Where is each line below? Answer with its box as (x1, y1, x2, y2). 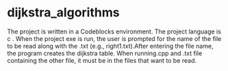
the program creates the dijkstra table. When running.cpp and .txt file (7, 49, 203, 57)
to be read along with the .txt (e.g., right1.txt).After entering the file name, (7, 42, 214, 50)
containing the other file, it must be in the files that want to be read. (7, 56, 197, 64)
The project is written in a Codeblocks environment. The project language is (7, 27, 221, 35)
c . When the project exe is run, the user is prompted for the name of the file (7, 34, 222, 42)
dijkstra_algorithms (7, 5, 120, 20)
